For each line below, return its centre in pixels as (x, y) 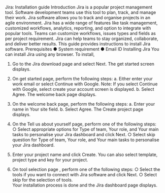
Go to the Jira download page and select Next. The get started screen (83, 64)
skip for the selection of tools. (42, 180)
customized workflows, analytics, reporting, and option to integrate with (78, 28)
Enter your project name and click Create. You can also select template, (85, 154)
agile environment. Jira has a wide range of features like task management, (82, 23)
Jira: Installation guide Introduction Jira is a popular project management (79, 7)
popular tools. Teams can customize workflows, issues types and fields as (81, 33)
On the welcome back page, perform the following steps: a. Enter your (83, 104)
